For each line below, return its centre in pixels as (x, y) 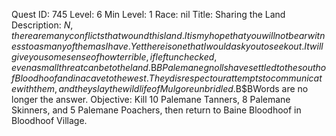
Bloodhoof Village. (49, 120)
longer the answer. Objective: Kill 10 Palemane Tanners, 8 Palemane (151, 99)
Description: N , (42, 25)
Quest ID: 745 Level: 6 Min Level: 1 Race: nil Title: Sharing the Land (148, 14)
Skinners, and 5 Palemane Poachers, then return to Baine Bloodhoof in (156, 110)
